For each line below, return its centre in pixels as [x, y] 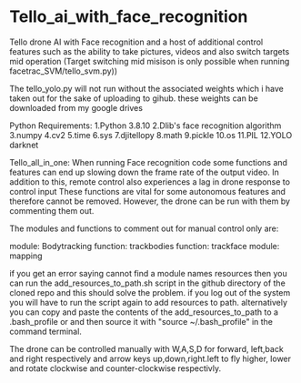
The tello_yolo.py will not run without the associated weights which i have [146, 88]
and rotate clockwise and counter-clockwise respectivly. [115, 368]
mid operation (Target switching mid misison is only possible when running [150, 61]
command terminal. [45, 331]
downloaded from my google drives [76, 107]
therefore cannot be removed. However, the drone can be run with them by [150, 201]
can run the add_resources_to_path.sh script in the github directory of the [148, 283]
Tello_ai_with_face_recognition [129, 17]
